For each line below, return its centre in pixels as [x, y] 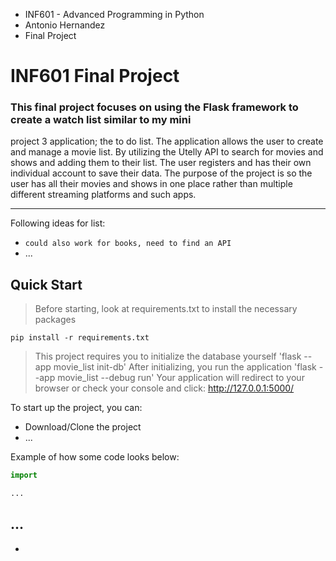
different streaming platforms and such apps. [103, 195]
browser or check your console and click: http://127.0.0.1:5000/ [164, 388]
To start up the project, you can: [76, 408]
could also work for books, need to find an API [128, 244]
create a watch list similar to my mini [101, 120]
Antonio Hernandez [65, 25]
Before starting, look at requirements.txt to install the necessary [166, 309]
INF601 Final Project [95, 76]
